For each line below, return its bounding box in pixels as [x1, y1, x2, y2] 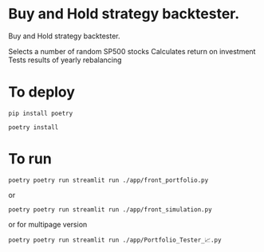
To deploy [8, 83, 76, 101]
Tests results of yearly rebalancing [8, 55, 122, 65]
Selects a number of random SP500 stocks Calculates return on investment [8, 46, 256, 56]
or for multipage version [8, 219, 88, 229]
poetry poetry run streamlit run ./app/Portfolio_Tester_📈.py [8, 236, 222, 244]
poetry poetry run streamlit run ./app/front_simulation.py [8, 205, 213, 214]
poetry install [8, 123, 59, 132]
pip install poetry [8, 109, 73, 117]
